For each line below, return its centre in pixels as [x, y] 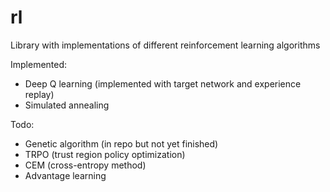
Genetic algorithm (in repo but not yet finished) [121, 143]
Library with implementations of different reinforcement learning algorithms [165, 45]
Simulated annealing [67, 105]
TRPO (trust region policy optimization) [105, 154]
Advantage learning [65, 175]
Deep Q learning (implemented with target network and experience [163, 83]
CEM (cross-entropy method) [85, 165]
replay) [39, 94]
